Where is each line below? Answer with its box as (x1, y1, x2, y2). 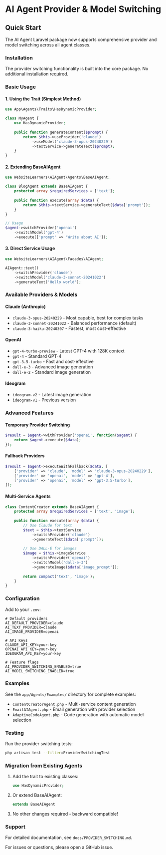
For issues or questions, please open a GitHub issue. (5, 845, 114, 851)
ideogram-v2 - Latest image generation (12, 391, 92, 397)
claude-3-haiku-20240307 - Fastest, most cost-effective (12, 325, 126, 331)
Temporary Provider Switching (5, 422, 70, 428)
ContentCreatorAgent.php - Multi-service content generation (12, 701, 136, 707)
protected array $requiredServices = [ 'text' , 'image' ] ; (14, 509, 135, 514)
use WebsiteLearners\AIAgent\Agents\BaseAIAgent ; (5, 175, 111, 180)
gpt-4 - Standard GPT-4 (12, 353, 62, 359)
